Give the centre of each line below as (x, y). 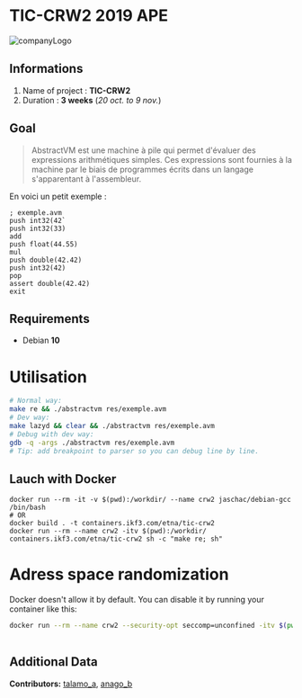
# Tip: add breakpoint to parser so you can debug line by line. (134, 451)
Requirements (49, 319)
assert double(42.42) (50, 283)
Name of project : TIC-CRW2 (76, 90)
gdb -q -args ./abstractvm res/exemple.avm (92, 443)
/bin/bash (28, 508)
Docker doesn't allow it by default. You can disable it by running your (137, 600)
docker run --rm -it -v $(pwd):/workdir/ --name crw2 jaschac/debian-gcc (151, 500)
